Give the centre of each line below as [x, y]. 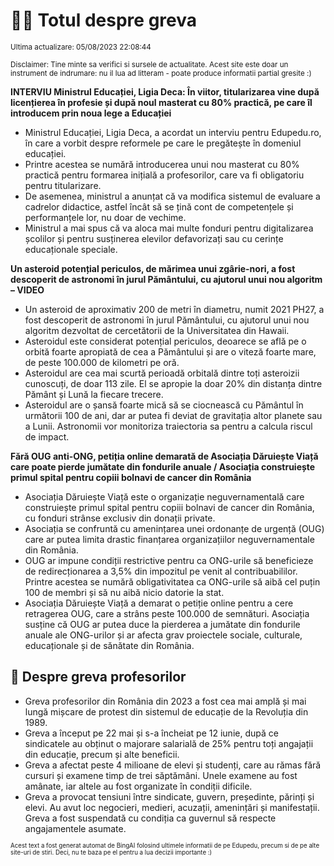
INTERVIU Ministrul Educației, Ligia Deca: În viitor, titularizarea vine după [165, 91]
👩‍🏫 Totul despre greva [104, 20]
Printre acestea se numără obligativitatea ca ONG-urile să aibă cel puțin [172, 581]
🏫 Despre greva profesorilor [98, 677]
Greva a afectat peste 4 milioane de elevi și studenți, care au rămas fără [173, 765]
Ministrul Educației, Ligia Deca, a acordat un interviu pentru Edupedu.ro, [173, 132]
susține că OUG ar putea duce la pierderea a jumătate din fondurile [162, 624]
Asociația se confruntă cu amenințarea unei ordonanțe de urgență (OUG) [174, 528]
